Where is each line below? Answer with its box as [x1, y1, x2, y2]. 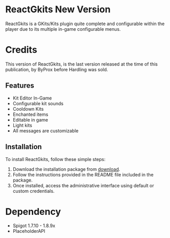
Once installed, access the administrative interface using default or [12, 182, 155, 188]
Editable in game [12, 116, 49, 123]
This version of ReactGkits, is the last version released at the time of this [5, 61, 158, 67]
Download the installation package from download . [12, 166, 120, 172]
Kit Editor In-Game [12, 95, 52, 101]
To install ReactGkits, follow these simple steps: [5, 156, 106, 162]
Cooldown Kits [12, 106, 44, 112]
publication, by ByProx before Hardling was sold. [5, 66, 109, 72]
